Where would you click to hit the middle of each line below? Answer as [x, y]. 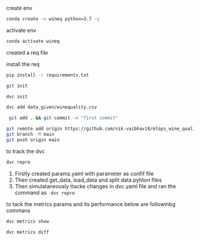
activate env [21, 30]
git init [17, 86]
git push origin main [33, 140]
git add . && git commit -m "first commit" [63, 118]
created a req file [27, 52]
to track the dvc [26, 151]
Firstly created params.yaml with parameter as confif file [84, 173]
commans [18, 210]
